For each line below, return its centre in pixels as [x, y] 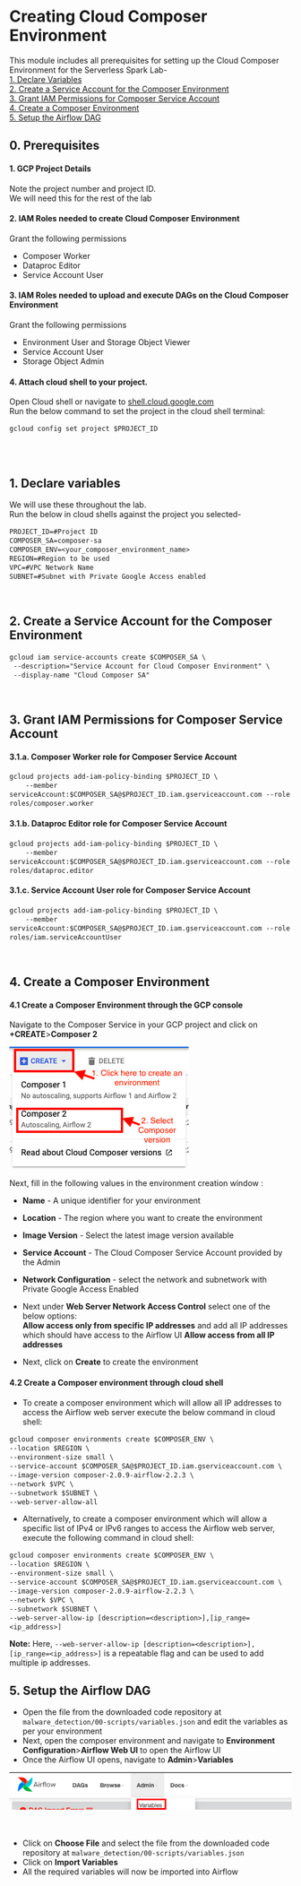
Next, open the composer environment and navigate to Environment [149, 1741]
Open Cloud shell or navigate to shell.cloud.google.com [112, 402]
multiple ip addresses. [50, 1662]
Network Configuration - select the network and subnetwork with [144, 1280]
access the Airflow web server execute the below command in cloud [149, 1412]
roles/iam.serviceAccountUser [66, 937]
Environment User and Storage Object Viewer [106, 342]
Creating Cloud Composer [108, 17]
